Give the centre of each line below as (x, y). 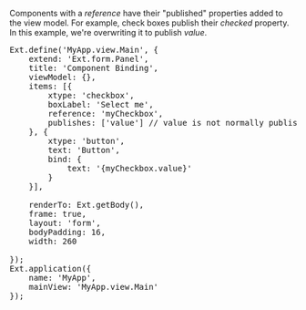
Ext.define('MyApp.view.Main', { (84, 50)
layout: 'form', (65, 223)
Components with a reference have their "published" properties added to (147, 13)
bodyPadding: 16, (67, 232)
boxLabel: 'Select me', (101, 104)
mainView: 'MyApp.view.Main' (94, 287)
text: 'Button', (84, 150)
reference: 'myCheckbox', (106, 114)
